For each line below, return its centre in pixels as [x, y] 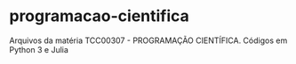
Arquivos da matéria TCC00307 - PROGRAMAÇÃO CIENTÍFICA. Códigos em [148, 40]
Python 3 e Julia [39, 49]
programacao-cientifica [99, 16]
